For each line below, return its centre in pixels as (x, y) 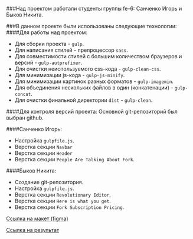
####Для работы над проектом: (47, 32)
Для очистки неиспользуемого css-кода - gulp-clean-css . (88, 69)
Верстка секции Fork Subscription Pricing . (69, 207)
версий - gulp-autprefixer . (48, 62)
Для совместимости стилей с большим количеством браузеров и (98, 56)
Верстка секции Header (43, 153)
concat (23, 94)
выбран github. (25, 118)
